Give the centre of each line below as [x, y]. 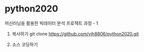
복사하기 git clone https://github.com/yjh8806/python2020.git [75, 33]
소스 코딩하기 [25, 44]
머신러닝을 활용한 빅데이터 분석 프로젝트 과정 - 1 [51, 23]
